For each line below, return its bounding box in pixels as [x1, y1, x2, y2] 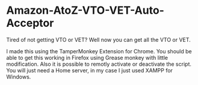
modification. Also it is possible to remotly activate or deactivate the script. [6, 60, 191, 68]
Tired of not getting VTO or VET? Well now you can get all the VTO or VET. [6, 36, 191, 43]
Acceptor [6, 16, 54, 30]
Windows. [6, 73, 31, 80]
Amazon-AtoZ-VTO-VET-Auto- [6, 4, 164, 17]
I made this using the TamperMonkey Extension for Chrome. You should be [6, 47, 192, 54]
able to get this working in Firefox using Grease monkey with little [6, 54, 169, 61]
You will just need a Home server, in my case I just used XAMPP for [6, 66, 173, 74]
